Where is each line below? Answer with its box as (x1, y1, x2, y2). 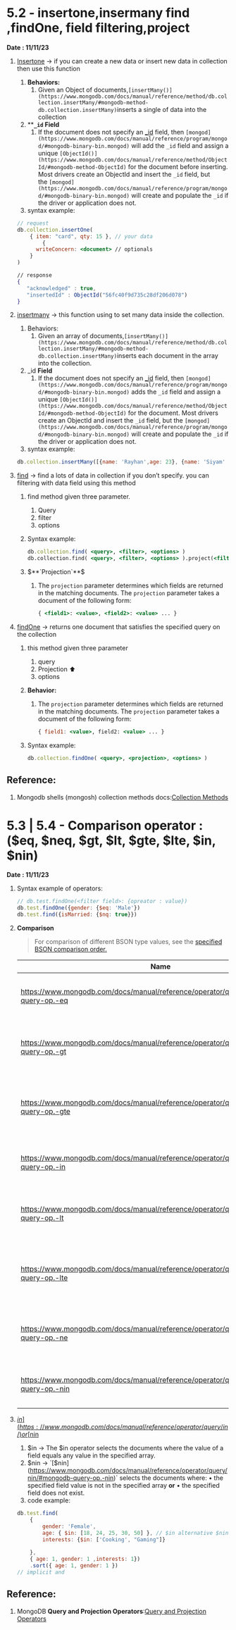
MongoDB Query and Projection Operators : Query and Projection (16, 1607, 207, 1615)
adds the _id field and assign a (130, 387, 221, 396)
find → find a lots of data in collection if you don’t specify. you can (16, 471, 209, 480)
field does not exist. (27, 1488, 85, 1498)
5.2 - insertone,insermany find (6, 5, 190, 21)
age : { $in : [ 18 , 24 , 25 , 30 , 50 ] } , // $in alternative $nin (42, 1529, 229, 1536)
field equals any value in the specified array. (27, 1451, 156, 1460)
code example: (27, 1496, 71, 1505)
